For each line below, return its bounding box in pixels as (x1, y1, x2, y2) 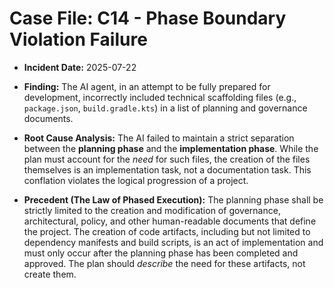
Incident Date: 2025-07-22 (23, 61, 137, 73)
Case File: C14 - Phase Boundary (9, 7, 287, 30)
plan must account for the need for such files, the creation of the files (23, 153, 311, 165)
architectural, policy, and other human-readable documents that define (23, 215, 317, 227)
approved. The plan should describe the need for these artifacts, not (23, 257, 306, 269)
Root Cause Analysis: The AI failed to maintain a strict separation (23, 132, 295, 144)
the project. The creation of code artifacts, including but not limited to (23, 225, 311, 237)
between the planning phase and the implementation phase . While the (23, 142, 319, 154)
